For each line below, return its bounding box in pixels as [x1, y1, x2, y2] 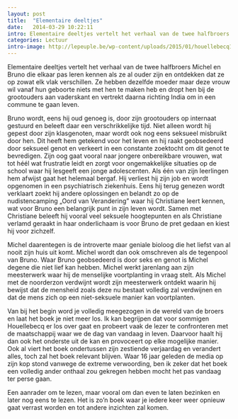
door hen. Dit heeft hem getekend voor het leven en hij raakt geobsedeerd [7, 137, 224, 145]
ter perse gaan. [7, 374, 52, 383]
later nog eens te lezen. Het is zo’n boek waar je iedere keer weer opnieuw [7, 396, 225, 404]
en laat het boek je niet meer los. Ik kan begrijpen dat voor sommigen [7, 314, 210, 323]
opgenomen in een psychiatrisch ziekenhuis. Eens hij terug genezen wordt [7, 182, 225, 190]
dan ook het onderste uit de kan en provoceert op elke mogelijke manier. [7, 337, 219, 345]
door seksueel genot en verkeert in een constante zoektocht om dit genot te [7, 144, 229, 152]
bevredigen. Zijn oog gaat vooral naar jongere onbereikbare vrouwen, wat [7, 151, 222, 160]
